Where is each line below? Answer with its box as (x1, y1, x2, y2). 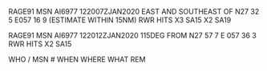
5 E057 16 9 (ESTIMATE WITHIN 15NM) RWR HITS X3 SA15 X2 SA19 (8, 15, 232, 25)
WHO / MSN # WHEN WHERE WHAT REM (8, 55, 146, 64)
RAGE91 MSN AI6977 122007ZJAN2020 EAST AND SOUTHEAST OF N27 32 (8, 7, 260, 16)
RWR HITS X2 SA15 (8, 39, 72, 49)
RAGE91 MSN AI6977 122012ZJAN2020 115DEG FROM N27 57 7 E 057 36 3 (8, 31, 257, 40)
